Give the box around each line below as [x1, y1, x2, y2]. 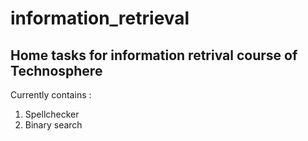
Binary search [24, 119, 83, 131]
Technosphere [10, 62, 103, 79]
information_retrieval [10, 7, 190, 30]
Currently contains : [10, 89, 92, 101]
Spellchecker [24, 108, 80, 120]
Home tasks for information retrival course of [10, 47, 298, 64]
